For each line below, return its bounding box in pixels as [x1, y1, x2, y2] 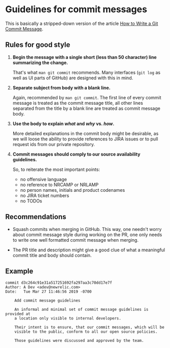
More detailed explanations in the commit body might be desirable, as [12, 130, 159, 136]
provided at [5, 311, 30, 316]
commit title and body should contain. [12, 252, 92, 258]
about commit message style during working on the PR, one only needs [12, 231, 162, 238]
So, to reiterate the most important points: [12, 166, 100, 172]
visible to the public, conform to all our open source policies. [14, 329, 158, 334]
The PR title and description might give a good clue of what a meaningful [12, 247, 165, 253]
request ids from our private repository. [12, 141, 95, 147]
